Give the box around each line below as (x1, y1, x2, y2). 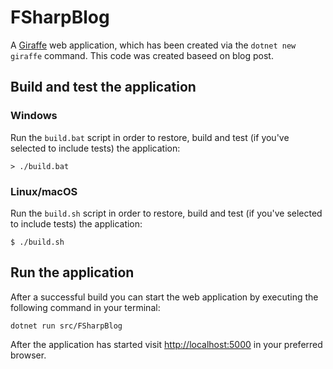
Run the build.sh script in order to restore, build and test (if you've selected (10, 207, 323, 219)
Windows (10, 109, 58, 123)
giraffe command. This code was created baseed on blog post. (10, 49, 274, 61)
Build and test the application (10, 79, 197, 96)
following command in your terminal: (10, 301, 161, 313)
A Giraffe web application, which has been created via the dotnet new (10, 39, 297, 51)
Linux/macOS (10, 184, 78, 198)
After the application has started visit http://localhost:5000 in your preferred (10, 338, 323, 350)
